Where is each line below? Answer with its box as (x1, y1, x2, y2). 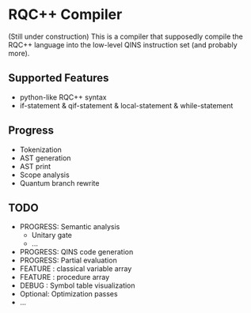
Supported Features (8, 71, 109, 85)
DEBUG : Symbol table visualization (19, 281, 136, 290)
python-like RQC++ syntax (19, 92, 107, 102)
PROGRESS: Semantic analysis (19, 222, 120, 232)
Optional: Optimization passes (19, 289, 118, 299)
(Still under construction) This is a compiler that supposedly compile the (8, 32, 244, 41)
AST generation (19, 153, 71, 163)
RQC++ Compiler (8, 6, 123, 24)
